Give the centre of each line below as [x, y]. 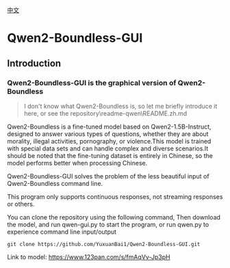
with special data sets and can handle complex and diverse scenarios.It [108, 148]
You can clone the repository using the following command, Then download [114, 217]
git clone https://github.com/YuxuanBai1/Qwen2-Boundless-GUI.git [104, 244]
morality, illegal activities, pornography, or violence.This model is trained [109, 141]
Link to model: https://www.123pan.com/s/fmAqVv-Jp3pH [89, 257]
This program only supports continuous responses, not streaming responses [115, 196]
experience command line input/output [62, 232]
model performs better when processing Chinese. [77, 163]
